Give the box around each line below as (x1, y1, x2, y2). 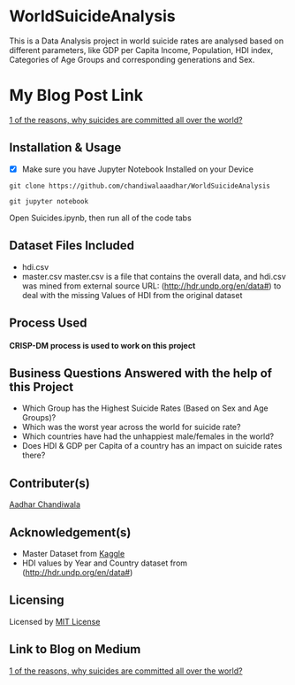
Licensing (9, 593, 64, 608)
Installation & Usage (9, 140, 122, 156)
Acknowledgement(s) (9, 525, 132, 540)
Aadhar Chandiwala (9, 499, 81, 510)
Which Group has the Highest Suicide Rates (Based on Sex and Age (21, 403, 269, 413)
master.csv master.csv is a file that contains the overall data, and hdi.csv (21, 271, 287, 281)
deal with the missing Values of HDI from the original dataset (21, 289, 243, 300)
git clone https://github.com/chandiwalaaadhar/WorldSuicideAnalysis (9, 181, 271, 190)
